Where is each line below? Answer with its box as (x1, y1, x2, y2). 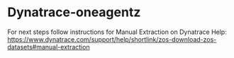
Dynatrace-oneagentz (7, 4, 141, 21)
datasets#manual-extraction (7, 42, 90, 51)
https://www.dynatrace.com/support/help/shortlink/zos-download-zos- (7, 35, 217, 43)
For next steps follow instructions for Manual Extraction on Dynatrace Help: (7, 28, 227, 36)
